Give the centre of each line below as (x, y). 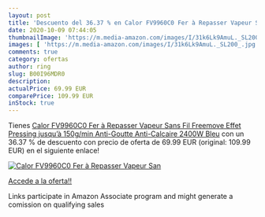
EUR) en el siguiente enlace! (54, 151)
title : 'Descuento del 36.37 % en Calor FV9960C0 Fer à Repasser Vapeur (130, 23)
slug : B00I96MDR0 (37, 74)
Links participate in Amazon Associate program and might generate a (121, 197)
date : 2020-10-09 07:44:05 (52, 30)
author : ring (30, 67)
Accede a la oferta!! (40, 181)
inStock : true (32, 103)
